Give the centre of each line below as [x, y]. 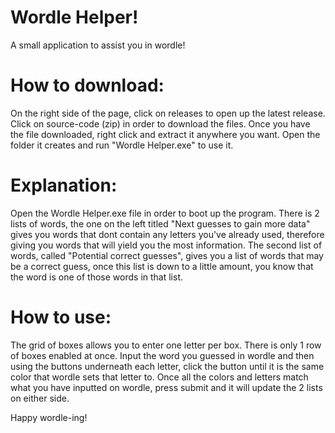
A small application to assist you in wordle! [98, 45]
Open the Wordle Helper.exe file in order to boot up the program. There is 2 [165, 213]
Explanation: [64, 185]
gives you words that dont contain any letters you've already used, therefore [167, 234]
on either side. [40, 398]
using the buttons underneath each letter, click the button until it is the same [167, 366]
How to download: [87, 85]
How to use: [61, 317]
